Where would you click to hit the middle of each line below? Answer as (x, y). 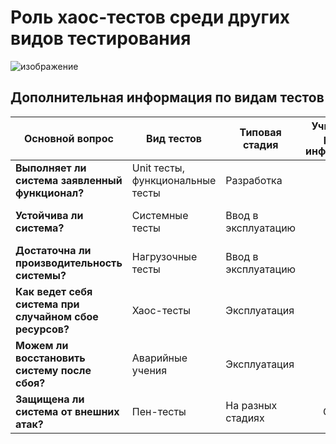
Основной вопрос (68, 138)
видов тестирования (101, 38)
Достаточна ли (53, 250)
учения (149, 370)
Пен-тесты (159, 411)
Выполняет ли (51, 168)
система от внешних (67, 411)
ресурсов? (42, 329)
